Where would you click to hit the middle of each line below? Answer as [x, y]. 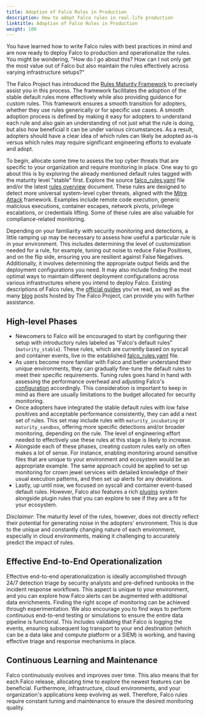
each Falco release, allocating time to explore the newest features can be [98, 682]
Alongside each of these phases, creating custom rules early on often [103, 447]
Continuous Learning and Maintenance [82, 661]
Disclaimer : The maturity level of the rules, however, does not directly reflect [103, 517]
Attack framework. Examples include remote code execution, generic [93, 200]
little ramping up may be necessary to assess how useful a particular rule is [101, 237]
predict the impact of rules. [40, 542]
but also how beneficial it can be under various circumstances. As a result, [100, 129]
